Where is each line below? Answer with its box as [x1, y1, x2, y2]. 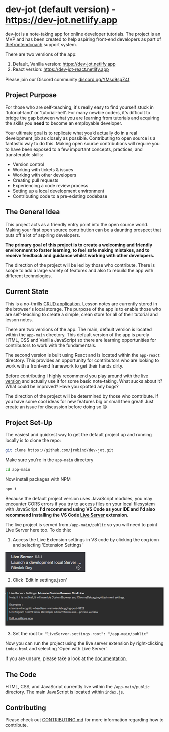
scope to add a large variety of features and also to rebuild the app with [5, 267, 154, 273]
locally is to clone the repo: [5, 437, 61, 444]
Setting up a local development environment [12, 188, 105, 194]
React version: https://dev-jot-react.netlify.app [12, 66, 109, 72]
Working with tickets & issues [12, 166, 74, 172]
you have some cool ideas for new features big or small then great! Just [5, 399, 154, 405]
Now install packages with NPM [5, 476, 71, 482]
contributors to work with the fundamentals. [5, 342, 97, 348]
